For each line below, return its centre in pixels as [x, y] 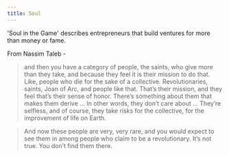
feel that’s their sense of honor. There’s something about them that [118, 96]
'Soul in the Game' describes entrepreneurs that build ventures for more [109, 33]
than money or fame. [37, 40]
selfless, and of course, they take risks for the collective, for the [114, 110]
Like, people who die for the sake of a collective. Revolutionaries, [116, 81]
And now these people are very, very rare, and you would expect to [119, 131]
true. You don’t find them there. [68, 145]
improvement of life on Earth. [65, 118]
